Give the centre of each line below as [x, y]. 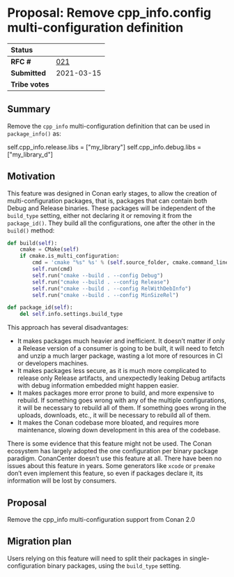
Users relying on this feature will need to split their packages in [97, 558]
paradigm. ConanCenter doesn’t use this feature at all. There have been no [115, 458]
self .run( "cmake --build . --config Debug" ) [98, 275]
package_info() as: [34, 133]
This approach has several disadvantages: [68, 328]
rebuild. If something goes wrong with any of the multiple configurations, [122, 400]
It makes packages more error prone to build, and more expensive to [116, 393]
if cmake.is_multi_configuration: [70, 256]
